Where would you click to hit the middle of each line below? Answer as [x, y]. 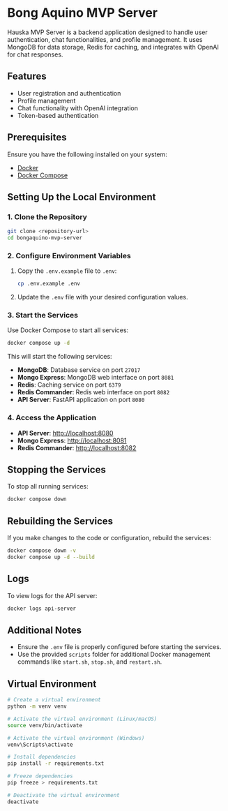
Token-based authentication [58, 115]
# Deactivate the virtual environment [63, 795]
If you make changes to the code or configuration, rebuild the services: [109, 538]
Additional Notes [45, 630]
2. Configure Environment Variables [69, 255]
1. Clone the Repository [47, 216]
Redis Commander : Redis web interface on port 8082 [93, 392]
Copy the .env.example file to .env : [67, 271]
